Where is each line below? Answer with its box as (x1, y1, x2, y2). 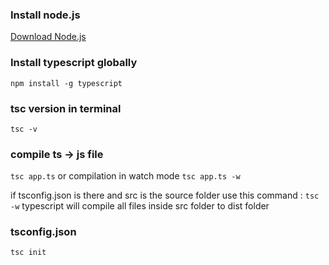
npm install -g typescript (10, 78, 123, 88)
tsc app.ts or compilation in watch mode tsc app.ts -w (10, 170, 241, 182)
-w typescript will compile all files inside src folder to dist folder (10, 200, 270, 212)
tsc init (10, 248, 47, 258)
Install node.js (10, 8, 81, 22)
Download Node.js (10, 31, 87, 43)
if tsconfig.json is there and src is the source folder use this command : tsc (10, 189, 320, 202)
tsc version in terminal (10, 101, 122, 115)
